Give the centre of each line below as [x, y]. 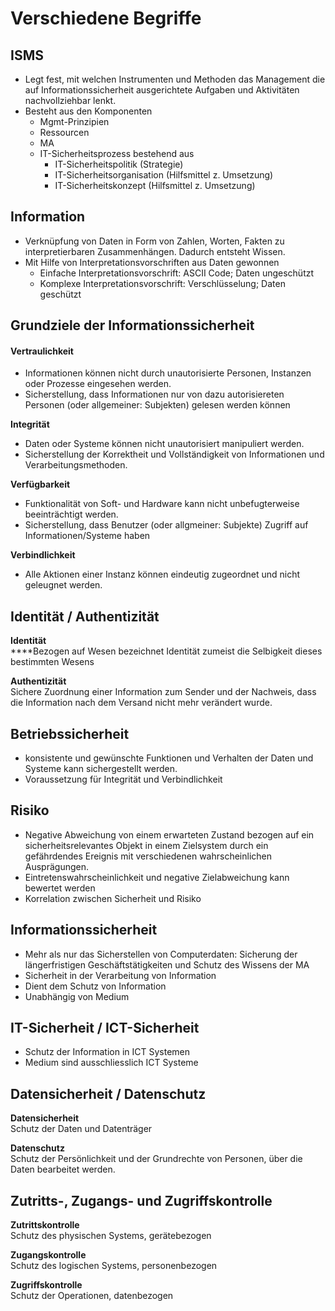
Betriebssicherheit [70, 733]
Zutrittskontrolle [45, 1225]
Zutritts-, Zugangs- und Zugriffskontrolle [141, 1200]
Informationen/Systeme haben [87, 536]
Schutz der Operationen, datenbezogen [92, 1296]
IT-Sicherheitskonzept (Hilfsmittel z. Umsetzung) [155, 185]
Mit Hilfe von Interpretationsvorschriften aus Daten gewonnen [152, 262]
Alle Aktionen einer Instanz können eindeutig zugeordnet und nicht [162, 574]
